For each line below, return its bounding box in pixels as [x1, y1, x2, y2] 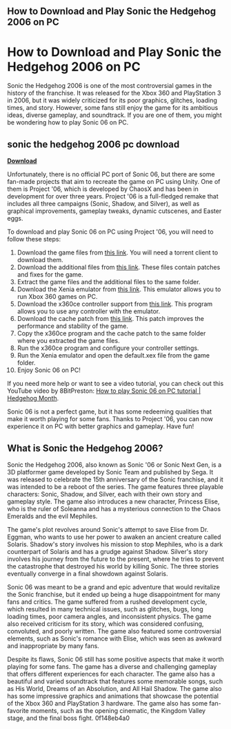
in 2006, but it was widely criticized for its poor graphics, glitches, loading [7, 96, 217, 104]
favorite [7, 706, 30, 714]
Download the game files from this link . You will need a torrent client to [17, 248, 219, 257]
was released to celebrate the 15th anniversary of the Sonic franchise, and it [7, 475, 224, 483]
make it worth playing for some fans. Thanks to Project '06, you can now [7, 415, 214, 423]
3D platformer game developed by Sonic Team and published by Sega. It [7, 468, 214, 476]
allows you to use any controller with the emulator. [17, 307, 161, 315]
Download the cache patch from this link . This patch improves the [17, 315, 205, 323]
